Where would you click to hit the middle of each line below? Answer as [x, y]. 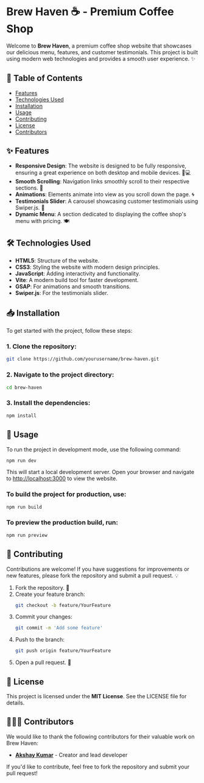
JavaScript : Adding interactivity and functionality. [78, 274]
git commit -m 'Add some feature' [59, 628]
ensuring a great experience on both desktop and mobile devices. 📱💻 [103, 172]
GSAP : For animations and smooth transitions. [73, 286]
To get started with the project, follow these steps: [69, 331]
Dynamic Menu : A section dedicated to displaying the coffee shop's [101, 214]
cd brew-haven [24, 388]
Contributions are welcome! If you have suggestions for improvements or [98, 569]
